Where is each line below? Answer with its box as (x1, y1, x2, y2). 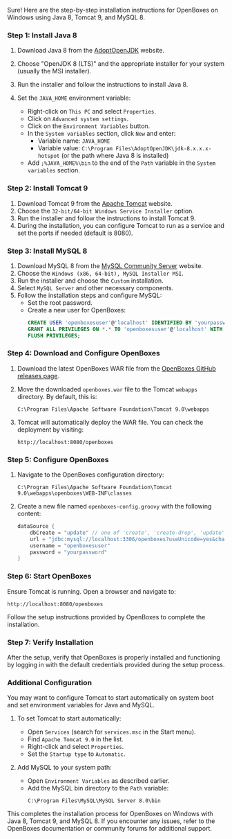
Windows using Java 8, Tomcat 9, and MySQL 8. (7, 13, 145, 21)
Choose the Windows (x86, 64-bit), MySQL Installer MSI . (17, 269, 184, 277)
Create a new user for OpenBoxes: (27, 306, 126, 314)
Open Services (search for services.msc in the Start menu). (27, 727, 196, 736)
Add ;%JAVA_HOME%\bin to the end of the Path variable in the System (27, 159, 216, 167)
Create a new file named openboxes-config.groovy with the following (17, 502, 212, 511)
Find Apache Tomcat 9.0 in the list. (27, 735, 124, 743)
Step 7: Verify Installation (7, 637, 94, 647)
